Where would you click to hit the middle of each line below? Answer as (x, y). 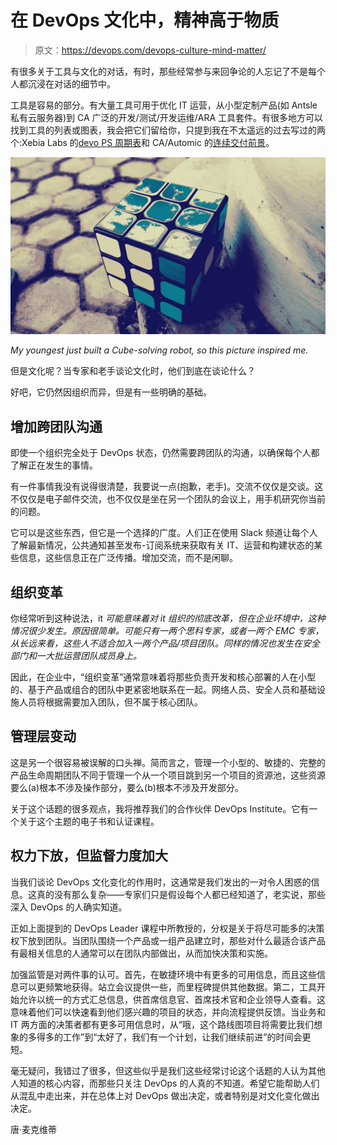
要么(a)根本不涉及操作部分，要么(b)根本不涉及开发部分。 (127, 787)
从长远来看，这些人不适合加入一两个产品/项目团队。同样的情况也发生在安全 (165, 643)
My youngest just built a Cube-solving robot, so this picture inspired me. (159, 350)
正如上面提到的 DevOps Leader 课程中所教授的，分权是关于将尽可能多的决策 (167, 928)
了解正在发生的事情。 (54, 465)
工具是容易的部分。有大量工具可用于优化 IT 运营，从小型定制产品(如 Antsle (164, 105)
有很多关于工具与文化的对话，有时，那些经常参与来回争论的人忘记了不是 (159, 71)
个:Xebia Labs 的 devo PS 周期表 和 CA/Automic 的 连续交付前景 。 (142, 142)
